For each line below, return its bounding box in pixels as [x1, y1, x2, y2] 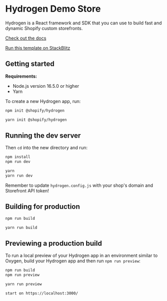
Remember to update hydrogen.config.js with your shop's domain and [5, 182, 153, 188]
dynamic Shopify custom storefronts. [5, 25, 83, 31]
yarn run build [5, 225, 38, 230]
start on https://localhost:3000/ [5, 290, 79, 296]
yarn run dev [5, 173, 33, 178]
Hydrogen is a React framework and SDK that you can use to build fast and [5, 20, 162, 26]
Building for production [5, 203, 80, 211]
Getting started [5, 59, 55, 69]
